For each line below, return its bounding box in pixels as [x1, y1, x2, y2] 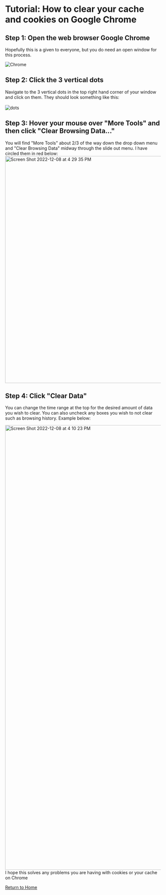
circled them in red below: [5, 150, 58, 156]
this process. [5, 52, 32, 58]
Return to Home [5, 885, 38, 891]
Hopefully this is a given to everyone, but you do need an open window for [5, 47, 157, 52]
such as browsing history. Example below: [5, 415, 91, 421]
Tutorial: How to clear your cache [5, 3, 144, 15]
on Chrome [5, 875, 28, 881]
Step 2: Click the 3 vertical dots [5, 76, 104, 85]
